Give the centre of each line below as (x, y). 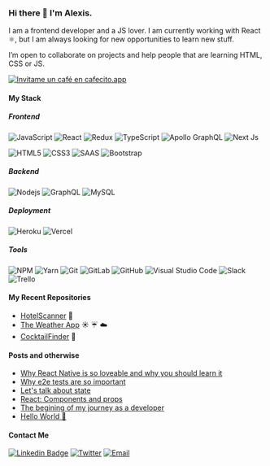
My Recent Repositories (50, 298)
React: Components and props (72, 399)
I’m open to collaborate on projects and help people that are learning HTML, (135, 55)
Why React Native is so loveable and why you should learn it (121, 373)
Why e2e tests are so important (73, 382)
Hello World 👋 (43, 416)
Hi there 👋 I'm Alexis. (50, 13)
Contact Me (29, 435)
